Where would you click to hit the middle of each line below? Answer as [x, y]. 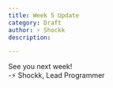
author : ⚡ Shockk [37, 30]
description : [30, 37]
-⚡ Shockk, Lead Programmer [56, 75]
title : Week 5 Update [44, 15]
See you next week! [40, 67]
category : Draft [35, 23]
